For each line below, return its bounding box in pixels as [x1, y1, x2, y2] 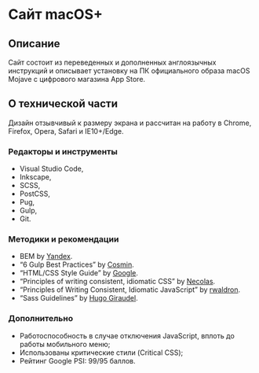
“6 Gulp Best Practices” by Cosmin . [19, 260, 135, 269]
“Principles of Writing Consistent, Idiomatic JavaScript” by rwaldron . [19, 285, 241, 294]
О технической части [8, 97, 119, 111]
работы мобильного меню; [19, 339, 111, 349]
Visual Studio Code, [19, 164, 84, 174]
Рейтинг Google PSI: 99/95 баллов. [19, 356, 136, 365]
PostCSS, [19, 189, 51, 198]
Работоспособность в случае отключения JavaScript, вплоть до [19, 331, 235, 340]
